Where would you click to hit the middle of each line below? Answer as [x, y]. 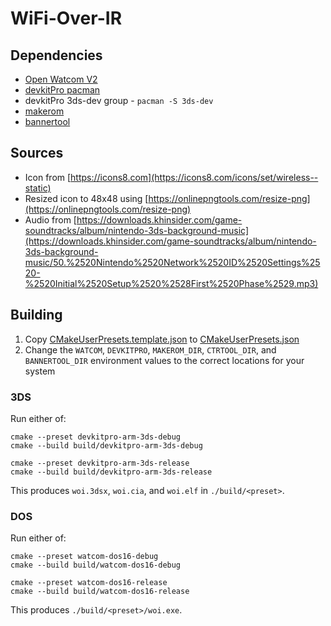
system [40, 371]
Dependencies [56, 55]
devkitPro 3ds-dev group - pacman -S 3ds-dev [119, 100]
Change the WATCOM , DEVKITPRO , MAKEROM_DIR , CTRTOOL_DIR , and [150, 349]
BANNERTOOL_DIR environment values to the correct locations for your [164, 360]
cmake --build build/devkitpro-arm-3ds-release [111, 472]
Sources [37, 153]
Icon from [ [48, 177]
